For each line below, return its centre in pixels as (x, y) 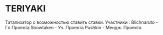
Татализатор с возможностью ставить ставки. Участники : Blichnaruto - (82, 22)
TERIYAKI (25, 9)
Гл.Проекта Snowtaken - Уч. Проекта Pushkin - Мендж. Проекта (73, 27)
